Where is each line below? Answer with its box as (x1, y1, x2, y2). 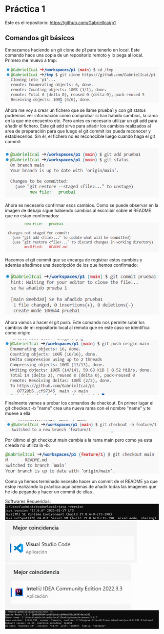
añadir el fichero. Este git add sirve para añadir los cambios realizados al (5, 123, 151, 128)
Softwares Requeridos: (5, 498, 51, 504)
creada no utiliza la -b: (5, 442, 50, 448)
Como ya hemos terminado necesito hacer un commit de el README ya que (5, 478, 158, 484)
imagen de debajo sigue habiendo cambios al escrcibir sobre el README (5, 207, 151, 214)
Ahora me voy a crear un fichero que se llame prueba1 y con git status (5, 107, 146, 113)
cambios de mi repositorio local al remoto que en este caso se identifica (5, 325, 150, 330)
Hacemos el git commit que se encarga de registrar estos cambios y (5, 256, 143, 263)
